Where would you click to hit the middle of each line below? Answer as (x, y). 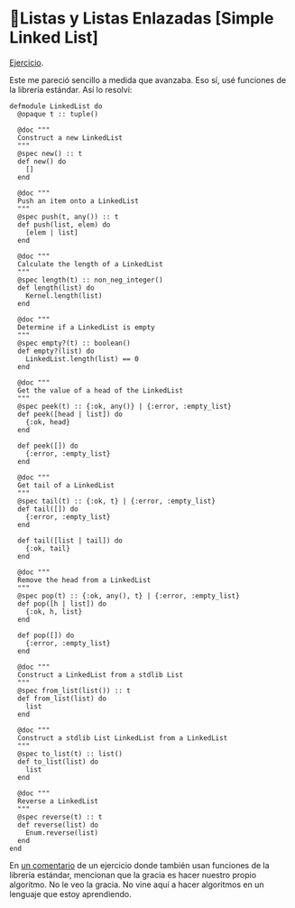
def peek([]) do (48, 446)
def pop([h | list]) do (62, 604)
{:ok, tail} (48, 548)
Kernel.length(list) (64, 296)
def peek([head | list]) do (70, 414)
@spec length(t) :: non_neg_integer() (91, 280)
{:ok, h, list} (54, 612)
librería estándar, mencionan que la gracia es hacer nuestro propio (133, 875)
